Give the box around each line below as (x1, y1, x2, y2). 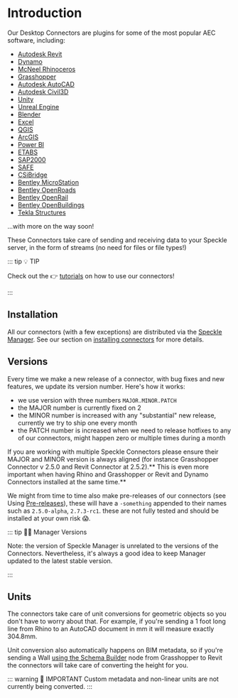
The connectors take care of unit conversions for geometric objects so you (7, 609, 227, 618)
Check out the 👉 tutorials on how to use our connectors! (7, 271, 175, 280)
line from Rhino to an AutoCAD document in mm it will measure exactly (7, 625, 215, 633)
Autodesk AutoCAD (17, 80, 75, 88)
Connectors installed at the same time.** (7, 477, 126, 486)
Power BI (17, 140, 45, 148)
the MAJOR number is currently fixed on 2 (17, 403, 141, 412)
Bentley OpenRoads (17, 185, 76, 194)
